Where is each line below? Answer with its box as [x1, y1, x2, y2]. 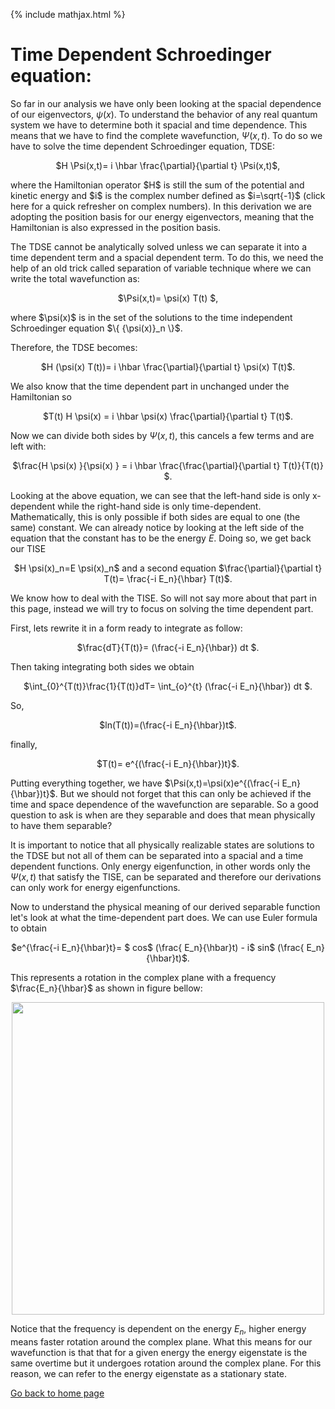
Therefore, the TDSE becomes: [10, 341, 138, 353]
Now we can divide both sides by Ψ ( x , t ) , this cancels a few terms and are [10, 429, 315, 441]
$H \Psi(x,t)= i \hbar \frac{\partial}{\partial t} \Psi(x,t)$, [55, 159, 281, 171]
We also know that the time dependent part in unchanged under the [10, 380, 290, 392]
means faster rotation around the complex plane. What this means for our [10, 1335, 313, 1348]
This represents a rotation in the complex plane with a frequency [10, 971, 277, 983]
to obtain [10, 922, 47, 934]
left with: [10, 440, 47, 452]
